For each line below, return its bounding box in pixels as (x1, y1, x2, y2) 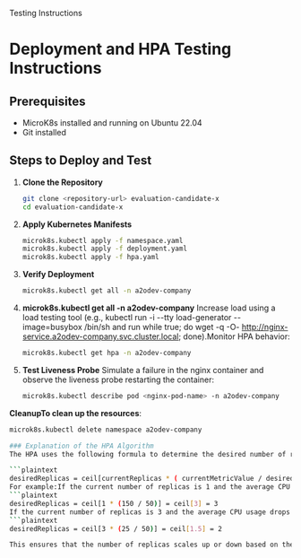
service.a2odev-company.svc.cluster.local (21, 331, 179, 342)
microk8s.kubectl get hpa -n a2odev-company (21, 349, 192, 358)
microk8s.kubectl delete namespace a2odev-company (9, 425, 202, 434)
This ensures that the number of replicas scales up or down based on (9, 540, 279, 550)
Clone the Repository (21, 177, 103, 187)
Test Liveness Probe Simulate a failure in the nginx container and (21, 364, 264, 375)
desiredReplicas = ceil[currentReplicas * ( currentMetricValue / (9, 475, 262, 484)
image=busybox (21, 322, 82, 333)
